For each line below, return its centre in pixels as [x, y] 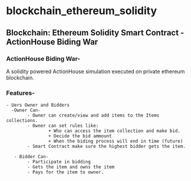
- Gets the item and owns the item [71, 167]
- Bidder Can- [31, 157]
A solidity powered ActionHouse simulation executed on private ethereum [95, 71]
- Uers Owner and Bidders [38, 105]
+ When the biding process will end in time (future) [116, 141]
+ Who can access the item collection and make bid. [114, 131]
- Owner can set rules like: [63, 126]
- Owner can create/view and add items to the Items [93, 116]
